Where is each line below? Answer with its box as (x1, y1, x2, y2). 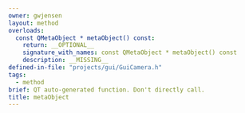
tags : (8, 71, 26, 79)
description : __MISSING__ (22, 56, 109, 64)
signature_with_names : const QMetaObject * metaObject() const (22, 49, 238, 56)
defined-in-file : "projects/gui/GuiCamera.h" (8, 64, 162, 72)
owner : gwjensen (8, 11, 62, 20)
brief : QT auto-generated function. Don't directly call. (8, 85, 205, 94)
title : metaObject (8, 93, 69, 101)
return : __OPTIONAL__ (22, 41, 94, 49)
